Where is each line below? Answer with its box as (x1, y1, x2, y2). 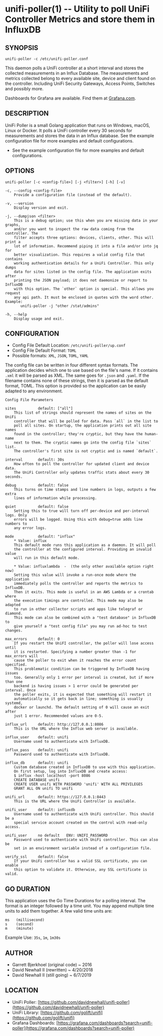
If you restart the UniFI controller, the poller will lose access (14, 641, 154, 646)
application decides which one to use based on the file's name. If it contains (5, 367, 158, 373)
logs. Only (5, 513, 27, 518)
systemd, (5, 701, 23, 706)
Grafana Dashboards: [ (12, 1020, 58, 1026)
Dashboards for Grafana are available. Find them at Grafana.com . (5, 95, 136, 101)
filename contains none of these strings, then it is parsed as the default (5, 378, 148, 384)
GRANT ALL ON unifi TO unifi (14, 786, 73, 791)
